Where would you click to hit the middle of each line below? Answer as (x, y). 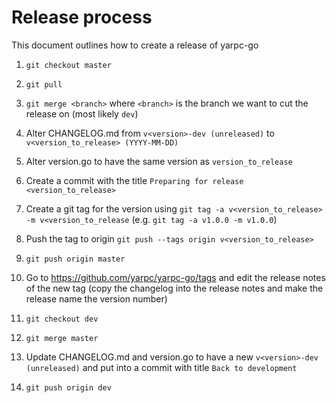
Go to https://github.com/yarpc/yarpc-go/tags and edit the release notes (175, 277)
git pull (44, 84)
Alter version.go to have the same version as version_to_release (159, 161)
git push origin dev (68, 387)
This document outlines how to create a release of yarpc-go (135, 45)
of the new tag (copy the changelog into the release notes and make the (174, 288)
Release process (82, 17)
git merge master (62, 338)
